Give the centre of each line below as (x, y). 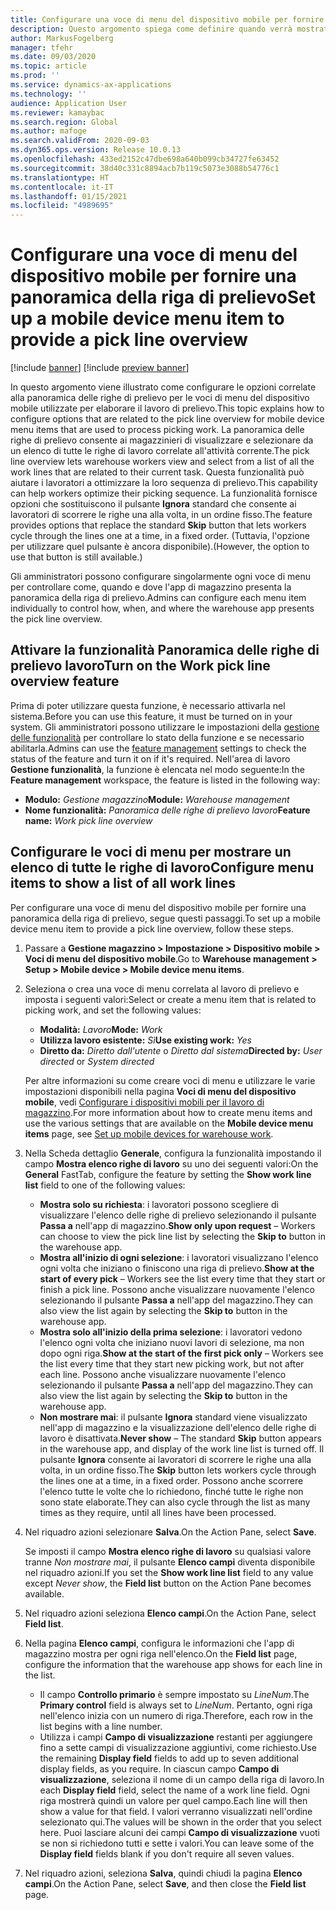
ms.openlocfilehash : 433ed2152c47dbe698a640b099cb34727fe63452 (145, 159)
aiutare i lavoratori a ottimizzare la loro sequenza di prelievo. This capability (164, 483)
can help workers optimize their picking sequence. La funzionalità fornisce (164, 493)
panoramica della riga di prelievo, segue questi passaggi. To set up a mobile (166, 918)
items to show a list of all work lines (123, 883)
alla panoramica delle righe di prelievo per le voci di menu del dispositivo (160, 398)
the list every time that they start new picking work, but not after (172, 1363)
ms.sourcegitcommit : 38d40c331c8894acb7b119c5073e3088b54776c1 (145, 168)
